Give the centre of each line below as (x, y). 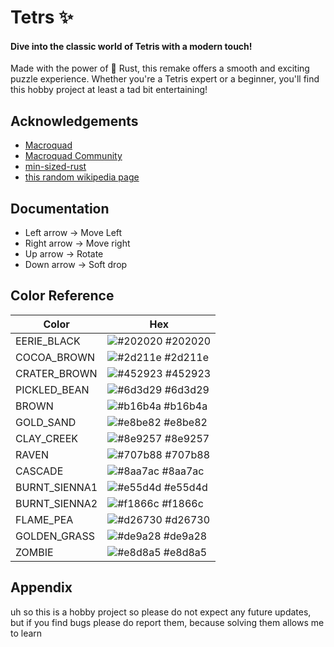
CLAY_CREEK (47, 438)
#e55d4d (185, 487)
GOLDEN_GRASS (55, 536)
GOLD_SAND (46, 422)
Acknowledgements (74, 121)
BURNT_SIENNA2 (56, 503)
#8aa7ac (183, 471)
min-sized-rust (55, 167)
